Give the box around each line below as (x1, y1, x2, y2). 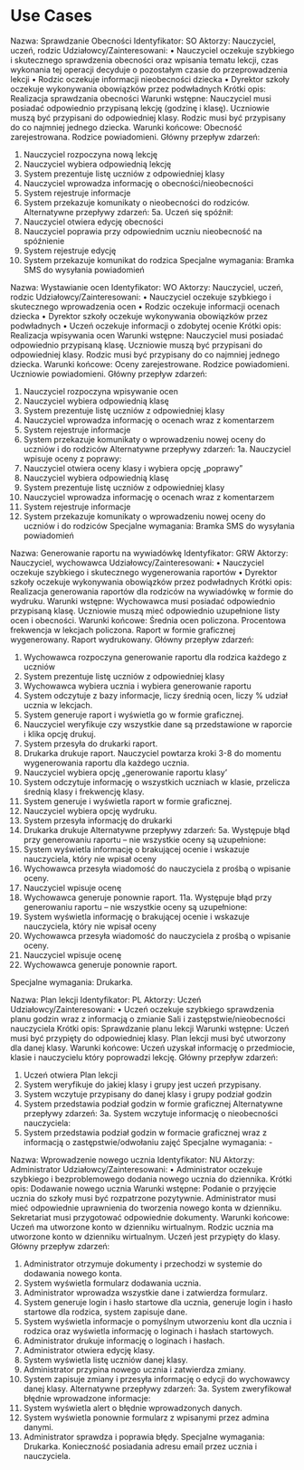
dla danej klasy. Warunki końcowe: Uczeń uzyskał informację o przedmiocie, (10, 1042, 296, 1053)
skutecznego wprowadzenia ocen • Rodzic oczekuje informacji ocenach (10, 300, 280, 312)
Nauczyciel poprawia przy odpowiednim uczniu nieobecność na (23, 225, 263, 236)
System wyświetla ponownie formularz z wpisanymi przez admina (23, 1412, 270, 1423)
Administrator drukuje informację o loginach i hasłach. (23, 1335, 225, 1346)
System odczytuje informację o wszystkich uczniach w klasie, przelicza (23, 776, 290, 787)
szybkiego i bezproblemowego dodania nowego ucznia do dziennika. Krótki (10, 1173, 292, 1184)
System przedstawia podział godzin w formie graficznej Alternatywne (23, 1098, 283, 1109)
